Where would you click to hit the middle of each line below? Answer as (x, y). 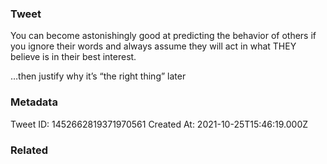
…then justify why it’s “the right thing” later (98, 76)
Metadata (34, 102)
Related (29, 150)
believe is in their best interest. (73, 57)
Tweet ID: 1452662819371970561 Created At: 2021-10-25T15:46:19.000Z (159, 124)
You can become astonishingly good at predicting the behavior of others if (163, 36)
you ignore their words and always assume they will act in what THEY (153, 46)
